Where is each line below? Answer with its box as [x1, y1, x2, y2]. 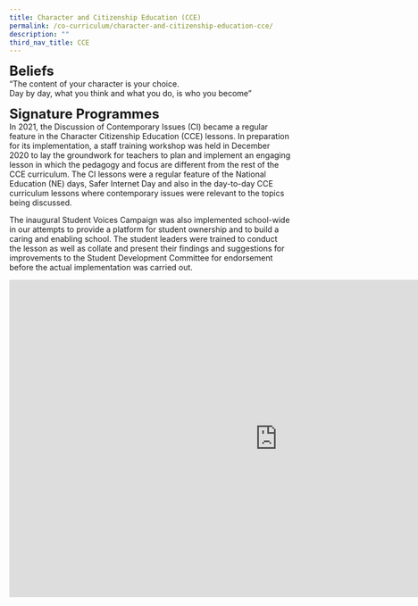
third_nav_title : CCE [9, 37, 90, 47]
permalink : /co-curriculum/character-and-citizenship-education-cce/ [9, 21, 274, 30]
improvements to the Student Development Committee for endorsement [9, 253, 273, 263]
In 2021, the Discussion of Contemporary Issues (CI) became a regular [9, 121, 269, 132]
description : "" [9, 29, 70, 38]
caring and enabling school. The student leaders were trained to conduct [9, 234, 278, 245]
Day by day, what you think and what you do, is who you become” [9, 88, 252, 99]
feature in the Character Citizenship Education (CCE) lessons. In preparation [9, 131, 290, 142]
